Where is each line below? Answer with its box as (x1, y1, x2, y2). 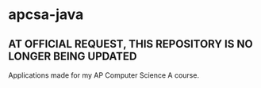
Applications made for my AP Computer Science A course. (8, 71, 200, 80)
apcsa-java (8, 6, 84, 24)
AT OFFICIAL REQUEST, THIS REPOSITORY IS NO (8, 37, 253, 51)
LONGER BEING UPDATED (8, 49, 137, 63)
